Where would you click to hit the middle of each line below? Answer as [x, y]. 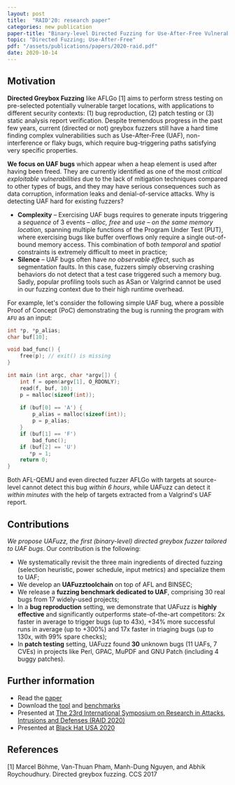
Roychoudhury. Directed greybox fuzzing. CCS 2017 [82, 774]
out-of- [216, 237]
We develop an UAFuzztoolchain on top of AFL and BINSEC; [105, 585]
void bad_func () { [34, 350]
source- [205, 480]
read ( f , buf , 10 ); [47, 388]
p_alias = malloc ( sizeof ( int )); [80, 414]
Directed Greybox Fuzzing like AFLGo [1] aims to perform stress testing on [115, 98]
